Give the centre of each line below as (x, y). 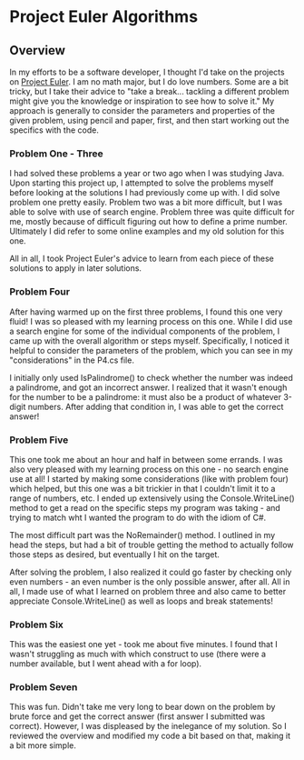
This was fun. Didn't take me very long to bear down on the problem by (142, 707)
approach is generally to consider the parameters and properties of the (142, 110)
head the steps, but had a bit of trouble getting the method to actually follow (152, 545)
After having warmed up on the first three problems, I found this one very (146, 312)
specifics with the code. (54, 130)
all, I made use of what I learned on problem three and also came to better (148, 591)
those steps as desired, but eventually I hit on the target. (115, 554)
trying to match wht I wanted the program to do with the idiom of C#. (138, 517)
